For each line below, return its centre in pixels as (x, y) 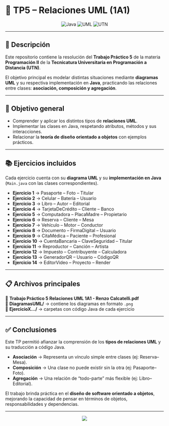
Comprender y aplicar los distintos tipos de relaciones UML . (75, 121)
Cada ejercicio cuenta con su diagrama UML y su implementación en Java (83, 178)
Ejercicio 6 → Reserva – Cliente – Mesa (53, 220)
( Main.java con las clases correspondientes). (52, 183)
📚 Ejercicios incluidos (41, 163)
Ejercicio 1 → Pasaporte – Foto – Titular (53, 193)
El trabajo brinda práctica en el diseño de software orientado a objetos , (80, 393)
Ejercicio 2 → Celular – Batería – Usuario (54, 198)
